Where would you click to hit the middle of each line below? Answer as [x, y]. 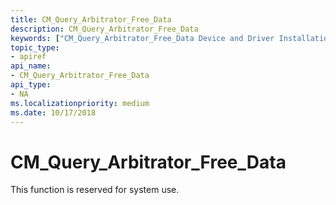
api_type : [31, 85]
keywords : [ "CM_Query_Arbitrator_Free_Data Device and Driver [142, 38]
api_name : [31, 66]
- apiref [28, 57]
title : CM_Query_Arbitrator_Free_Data [91, 19]
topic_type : [35, 47]
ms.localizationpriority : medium [80, 103]
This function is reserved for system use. [95, 190]
